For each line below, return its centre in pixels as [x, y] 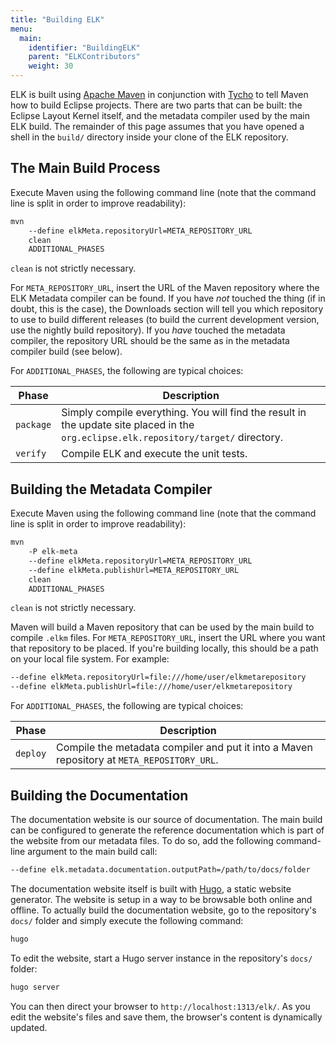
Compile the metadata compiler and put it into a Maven [184, 748]
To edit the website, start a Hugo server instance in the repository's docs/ [161, 958]
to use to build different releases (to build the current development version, [165, 320]
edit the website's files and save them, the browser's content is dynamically [166, 1017]
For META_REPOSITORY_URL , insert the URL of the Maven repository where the [165, 288]
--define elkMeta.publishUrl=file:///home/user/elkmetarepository [151, 687]
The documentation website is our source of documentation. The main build [166, 819]
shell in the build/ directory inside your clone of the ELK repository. [149, 137]
